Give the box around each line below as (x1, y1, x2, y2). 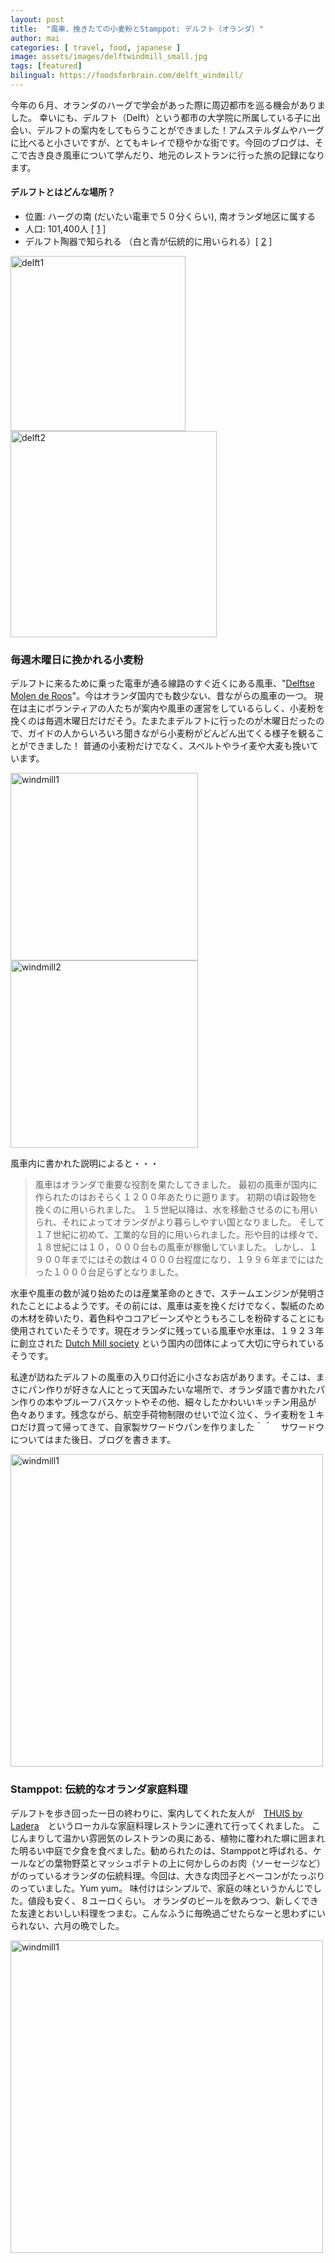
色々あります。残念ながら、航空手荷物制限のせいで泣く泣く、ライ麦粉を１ (10, 1409, 317, 1421)
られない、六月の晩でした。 (10, 1919, 125, 1931)
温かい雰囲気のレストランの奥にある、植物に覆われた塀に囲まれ (62, 1832, 325, 1844)
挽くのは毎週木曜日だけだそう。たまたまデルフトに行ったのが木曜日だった (10, 715, 317, 727)
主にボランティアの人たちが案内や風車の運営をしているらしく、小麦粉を (27, 702, 325, 715)
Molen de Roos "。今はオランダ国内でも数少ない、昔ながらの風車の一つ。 (10, 690, 313, 702)
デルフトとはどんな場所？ (10, 186, 116, 198)
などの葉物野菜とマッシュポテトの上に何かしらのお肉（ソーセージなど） (27, 1857, 326, 1869)
